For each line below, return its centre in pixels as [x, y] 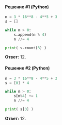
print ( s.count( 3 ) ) [26, 48]
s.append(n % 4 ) [30, 35]
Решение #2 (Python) [27, 68]
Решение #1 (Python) [27, 7]
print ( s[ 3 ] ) [19, 109]
